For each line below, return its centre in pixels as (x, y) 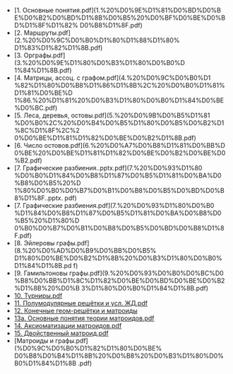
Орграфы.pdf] (44, 55)
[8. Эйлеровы (34, 243)
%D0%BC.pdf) (36, 108)
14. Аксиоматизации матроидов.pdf (68, 326)
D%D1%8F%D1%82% (46, 25)
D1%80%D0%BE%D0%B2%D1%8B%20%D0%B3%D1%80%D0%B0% (118, 258)
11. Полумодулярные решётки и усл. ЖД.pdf (81, 303)
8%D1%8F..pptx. (38, 198)
